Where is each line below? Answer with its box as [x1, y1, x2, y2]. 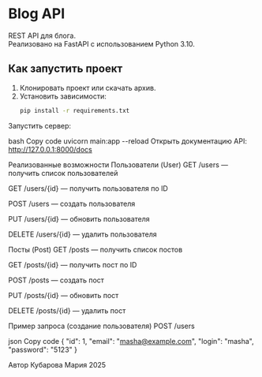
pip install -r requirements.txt [19, 106, 130, 114]
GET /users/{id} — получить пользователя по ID [8, 183, 168, 193]
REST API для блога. [8, 31, 77, 40]
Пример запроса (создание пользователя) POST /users [8, 321, 195, 330]
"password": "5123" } [8, 345, 77, 354]
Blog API [8, 5, 65, 23]
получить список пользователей [8, 168, 118, 177]
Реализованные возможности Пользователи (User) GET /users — [8, 159, 229, 170]
